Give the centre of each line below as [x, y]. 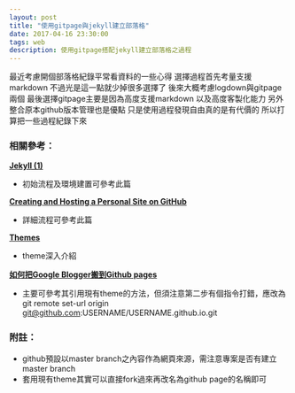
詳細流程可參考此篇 [57, 220]
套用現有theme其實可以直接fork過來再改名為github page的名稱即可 [144, 379]
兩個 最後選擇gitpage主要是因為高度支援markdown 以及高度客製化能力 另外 [147, 99]
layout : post [33, 17]
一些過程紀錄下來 [55, 121]
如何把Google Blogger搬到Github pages [83, 274]
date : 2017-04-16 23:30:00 [59, 34]
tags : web [27, 42]
